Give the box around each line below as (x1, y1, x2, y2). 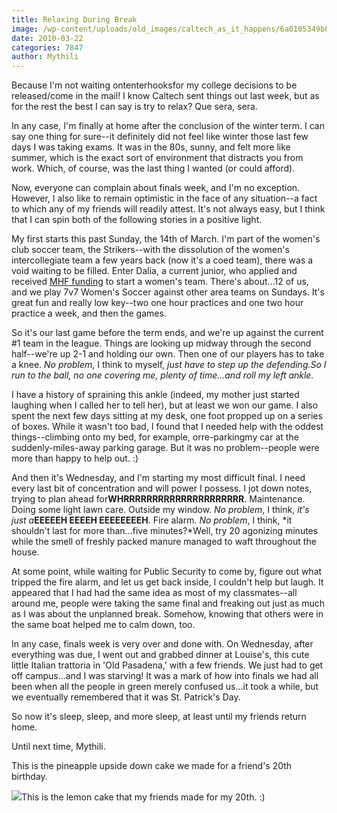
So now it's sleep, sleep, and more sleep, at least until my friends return (11, 711, 307, 723)
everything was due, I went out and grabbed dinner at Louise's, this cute (11, 649, 310, 661)
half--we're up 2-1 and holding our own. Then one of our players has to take (11, 348, 325, 360)
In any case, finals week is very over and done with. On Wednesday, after (11, 638, 314, 650)
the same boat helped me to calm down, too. (11, 619, 196, 631)
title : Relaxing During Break (11, 14, 138, 25)
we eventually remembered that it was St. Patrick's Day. (11, 691, 241, 703)
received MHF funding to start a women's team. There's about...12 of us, (11, 276, 309, 288)
